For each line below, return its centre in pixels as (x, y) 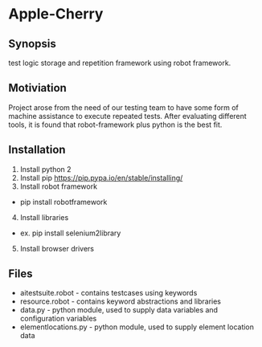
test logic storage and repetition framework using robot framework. (120, 63)
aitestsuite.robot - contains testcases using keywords (108, 293)
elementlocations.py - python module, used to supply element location (137, 327)
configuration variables (58, 319)
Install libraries (44, 217)
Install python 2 (45, 169)
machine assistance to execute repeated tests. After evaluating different (127, 116)
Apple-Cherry (56, 14)
